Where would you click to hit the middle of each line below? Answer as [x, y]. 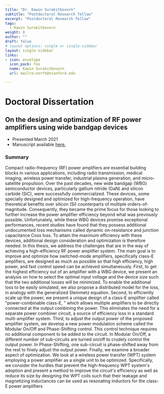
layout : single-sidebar [29, 50]
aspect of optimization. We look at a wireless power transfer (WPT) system [81, 355]
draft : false [18, 42]
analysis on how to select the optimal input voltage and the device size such [82, 277]
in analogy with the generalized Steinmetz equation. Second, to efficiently [80, 293]
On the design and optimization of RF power [73, 120]
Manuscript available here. [39, 144]
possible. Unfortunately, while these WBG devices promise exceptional [76, 220]
